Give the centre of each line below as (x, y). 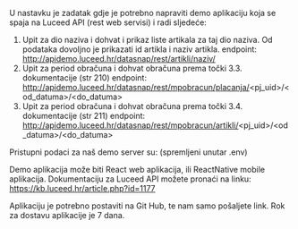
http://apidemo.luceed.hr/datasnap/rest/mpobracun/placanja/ (136, 87)
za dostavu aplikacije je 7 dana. (67, 215)
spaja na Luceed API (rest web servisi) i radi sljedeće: (108, 22)
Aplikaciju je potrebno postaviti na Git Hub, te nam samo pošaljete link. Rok (147, 206)
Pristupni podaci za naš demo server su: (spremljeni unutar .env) (128, 152)
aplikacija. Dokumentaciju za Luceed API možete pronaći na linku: (131, 179)
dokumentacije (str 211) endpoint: (84, 116)
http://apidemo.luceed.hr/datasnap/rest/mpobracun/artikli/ (130, 125)
